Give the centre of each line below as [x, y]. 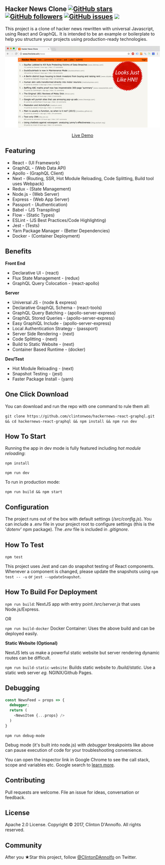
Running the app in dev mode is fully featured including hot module [73, 448]
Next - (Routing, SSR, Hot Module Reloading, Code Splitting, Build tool [83, 178]
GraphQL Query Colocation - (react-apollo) [56, 283]
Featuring [20, 151]
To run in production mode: [33, 482]
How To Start [25, 436]
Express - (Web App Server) [41, 199]
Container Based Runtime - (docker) [49, 349]
